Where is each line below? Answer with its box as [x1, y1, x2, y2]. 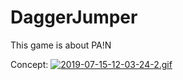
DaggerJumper [10, 6, 138, 29]
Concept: [10, 58, 49, 70]
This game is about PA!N [10, 39, 112, 51]
